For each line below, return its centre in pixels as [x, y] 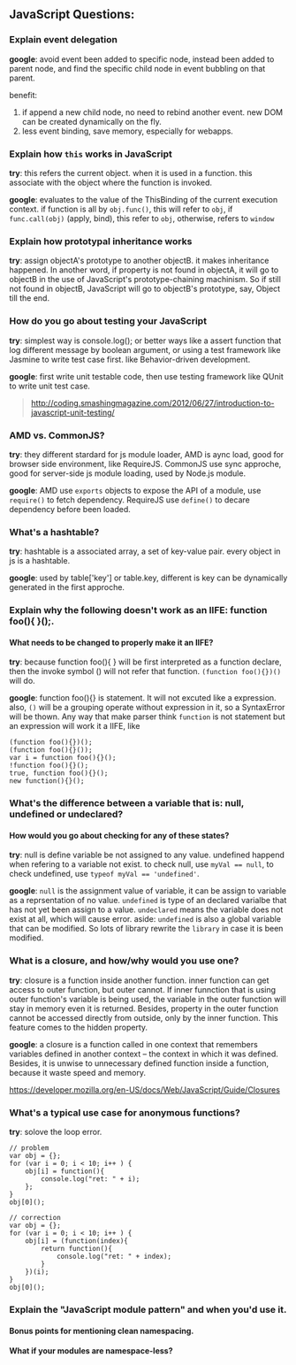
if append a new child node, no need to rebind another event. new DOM [152, 112]
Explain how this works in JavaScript [91, 154]
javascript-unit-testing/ [72, 412]
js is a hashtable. [40, 561]
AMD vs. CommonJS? [57, 435]
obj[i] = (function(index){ [76, 1241]
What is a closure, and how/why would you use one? [124, 961]
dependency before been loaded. [70, 509]
